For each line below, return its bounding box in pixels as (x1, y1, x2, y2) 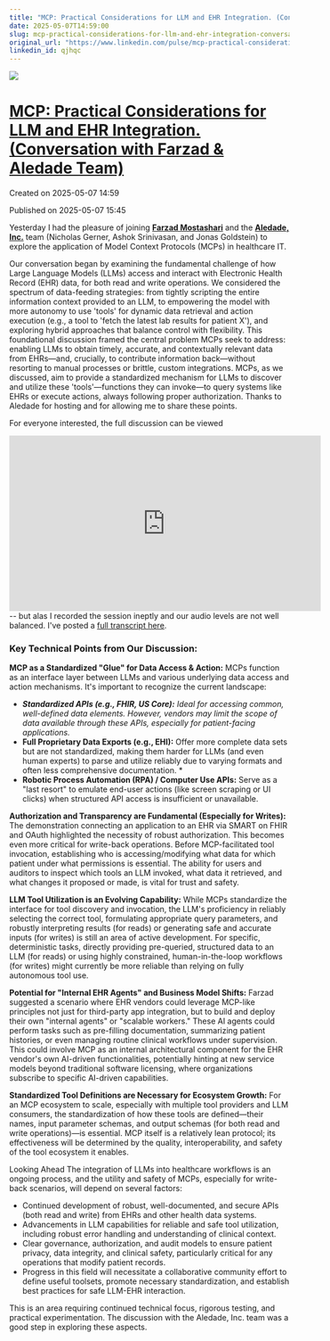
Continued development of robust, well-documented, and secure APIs (21, 1200, 279, 1211)
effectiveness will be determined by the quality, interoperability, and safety (9, 1138, 283, 1148)
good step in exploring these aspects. (9, 1321, 148, 1333)
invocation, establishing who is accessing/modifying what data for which (9, 849, 276, 860)
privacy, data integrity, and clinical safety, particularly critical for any (21, 1247, 273, 1258)
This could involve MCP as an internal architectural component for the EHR (9, 1044, 283, 1055)
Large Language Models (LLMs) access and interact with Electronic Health (9, 268, 283, 279)
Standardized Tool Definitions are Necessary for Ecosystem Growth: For (9, 1090, 282, 1101)
